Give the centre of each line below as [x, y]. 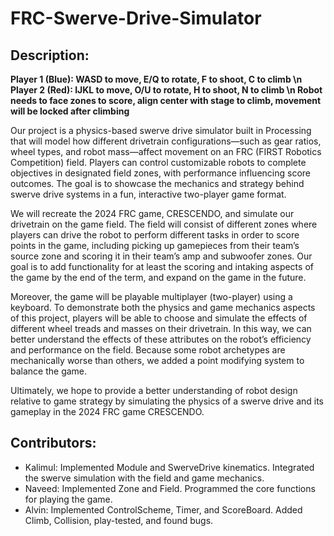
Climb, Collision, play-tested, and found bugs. [119, 520]
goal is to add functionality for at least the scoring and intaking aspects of [162, 266]
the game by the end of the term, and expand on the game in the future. [158, 277]
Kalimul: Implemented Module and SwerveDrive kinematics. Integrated [169, 467]
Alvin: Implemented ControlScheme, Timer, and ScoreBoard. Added [163, 509]
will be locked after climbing [70, 111]
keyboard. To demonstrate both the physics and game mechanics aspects [163, 307]
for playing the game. [68, 499]
